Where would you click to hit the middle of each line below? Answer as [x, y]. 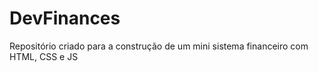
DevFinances [65, 18]
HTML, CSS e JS [44, 56]
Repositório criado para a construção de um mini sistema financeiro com [159, 46]
